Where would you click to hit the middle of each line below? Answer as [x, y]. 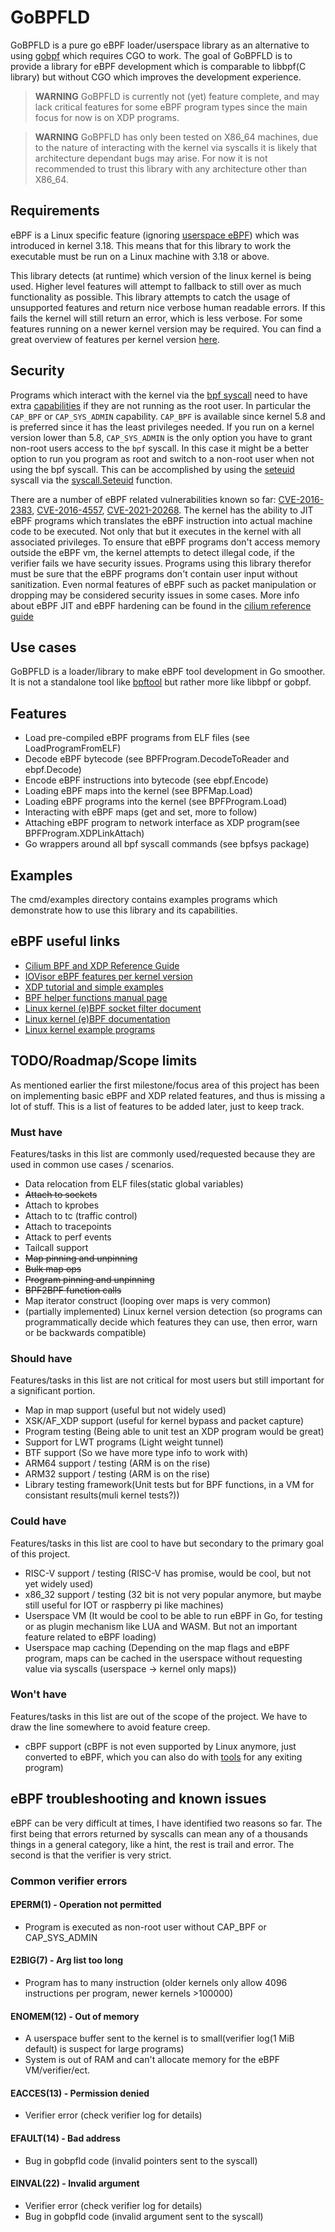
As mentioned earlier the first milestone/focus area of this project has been [165, 1085]
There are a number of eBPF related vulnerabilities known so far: [143, 499]
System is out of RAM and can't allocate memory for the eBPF [152, 2060]
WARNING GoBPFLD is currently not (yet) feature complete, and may [177, 96]
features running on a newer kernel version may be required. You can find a [166, 328]
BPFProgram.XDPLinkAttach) [84, 833]
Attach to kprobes [62, 1205]
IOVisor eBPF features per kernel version [108, 976]
